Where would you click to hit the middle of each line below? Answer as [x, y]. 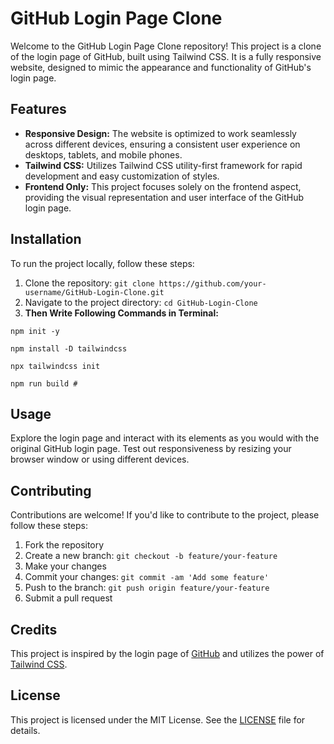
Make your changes [65, 566]
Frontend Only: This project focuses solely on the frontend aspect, [163, 186]
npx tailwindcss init [55, 366]
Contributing [51, 490]
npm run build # [44, 383]
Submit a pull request [68, 598]
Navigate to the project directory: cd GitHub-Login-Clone [141, 302]
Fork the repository [64, 545]
